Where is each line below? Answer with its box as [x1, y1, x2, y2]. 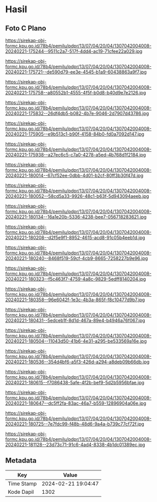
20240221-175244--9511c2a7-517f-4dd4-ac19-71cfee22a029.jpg [5, 48, 143, 54]
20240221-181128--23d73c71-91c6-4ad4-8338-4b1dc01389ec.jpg [5, 442, 145, 447]
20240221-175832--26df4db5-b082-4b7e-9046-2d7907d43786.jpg [5, 111, 149, 116]
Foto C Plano [5, 24, 46, 33]
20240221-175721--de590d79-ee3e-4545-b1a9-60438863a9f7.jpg [5, 69, 147, 75]
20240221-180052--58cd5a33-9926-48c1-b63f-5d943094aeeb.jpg [5, 193, 149, 199]
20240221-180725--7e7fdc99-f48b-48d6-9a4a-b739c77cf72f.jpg [5, 421, 144, 427]
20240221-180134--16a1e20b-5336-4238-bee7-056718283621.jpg [5, 214, 147, 220]
